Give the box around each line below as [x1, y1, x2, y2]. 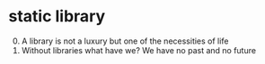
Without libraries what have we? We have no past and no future [21, 44, 257, 55]
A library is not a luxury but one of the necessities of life [21, 36, 229, 46]
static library [8, 6, 106, 27]
